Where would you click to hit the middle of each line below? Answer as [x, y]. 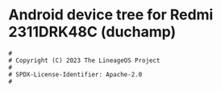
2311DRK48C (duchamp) [92, 32]
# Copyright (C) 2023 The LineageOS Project [84, 60]
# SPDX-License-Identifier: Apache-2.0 [75, 74]
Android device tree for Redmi [111, 15]
